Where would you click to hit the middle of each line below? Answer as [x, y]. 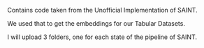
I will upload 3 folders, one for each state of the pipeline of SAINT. [102, 37]
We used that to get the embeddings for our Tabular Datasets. [96, 23]
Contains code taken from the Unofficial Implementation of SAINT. [102, 10]
